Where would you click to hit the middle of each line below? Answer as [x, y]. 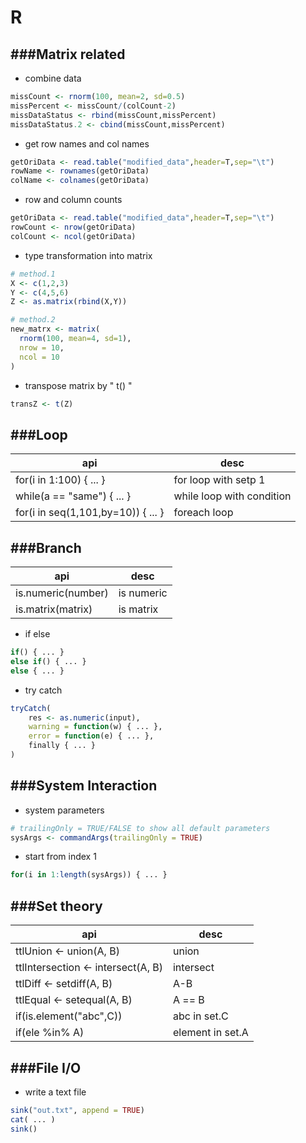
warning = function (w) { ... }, [95, 727]
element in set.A [210, 1033]
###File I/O [46, 1067]
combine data [53, 78]
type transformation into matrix [88, 255]
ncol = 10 [39, 357]
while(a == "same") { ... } [73, 496]
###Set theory [56, 906]
